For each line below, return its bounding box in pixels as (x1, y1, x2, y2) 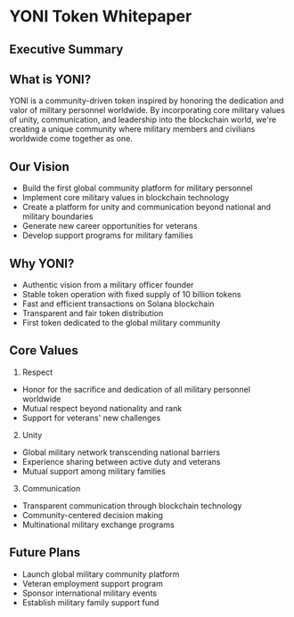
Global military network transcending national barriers (21, 447, 221, 458)
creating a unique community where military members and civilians (9, 124, 256, 134)
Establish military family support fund (21, 597, 159, 607)
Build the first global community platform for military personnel (21, 183, 253, 193)
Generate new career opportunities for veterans (21, 221, 198, 231)
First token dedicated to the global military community (21, 318, 221, 329)
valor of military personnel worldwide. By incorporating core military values (9, 105, 285, 116)
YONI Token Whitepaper (9, 6, 192, 27)
